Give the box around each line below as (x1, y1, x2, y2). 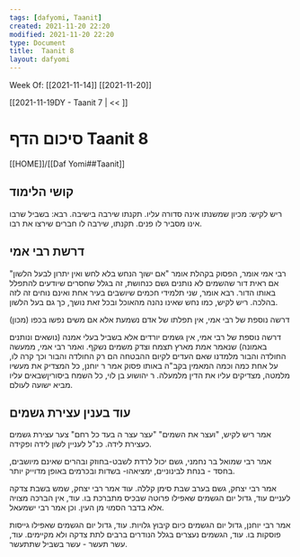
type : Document (9, 38, 66, 48)
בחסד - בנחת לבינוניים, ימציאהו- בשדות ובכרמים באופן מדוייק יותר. (9, 465, 235, 477)
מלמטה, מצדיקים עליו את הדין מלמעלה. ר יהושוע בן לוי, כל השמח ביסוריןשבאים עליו (9, 370, 290, 381)
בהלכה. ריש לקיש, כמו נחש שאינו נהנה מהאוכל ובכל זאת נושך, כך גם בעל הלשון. (9, 296, 278, 307)
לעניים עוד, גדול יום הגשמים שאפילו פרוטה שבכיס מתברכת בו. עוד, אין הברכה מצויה (9, 492, 291, 504)
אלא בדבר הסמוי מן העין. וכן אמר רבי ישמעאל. (9, 502, 164, 513)
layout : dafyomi (9, 55, 70, 64)
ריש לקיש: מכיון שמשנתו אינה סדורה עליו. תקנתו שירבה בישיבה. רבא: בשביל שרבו (9, 208, 283, 219)
